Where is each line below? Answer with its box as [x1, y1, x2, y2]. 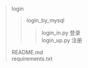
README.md [11, 49, 43, 56]
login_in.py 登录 [41, 29, 81, 36]
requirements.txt [11, 55, 53, 62]
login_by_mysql [26, 17, 64, 23]
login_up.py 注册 [41, 37, 83, 44]
